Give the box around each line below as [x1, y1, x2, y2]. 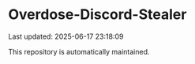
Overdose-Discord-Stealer [8, 6, 187, 24]
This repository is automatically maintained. [8, 47, 150, 56]
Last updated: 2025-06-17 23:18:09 [8, 32, 124, 41]
